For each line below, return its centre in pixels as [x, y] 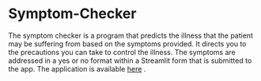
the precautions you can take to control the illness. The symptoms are [122, 52]
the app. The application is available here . [77, 68]
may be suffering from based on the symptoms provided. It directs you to [127, 43]
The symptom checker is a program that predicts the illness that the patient [130, 35]
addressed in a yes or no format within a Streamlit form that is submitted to [130, 61]
